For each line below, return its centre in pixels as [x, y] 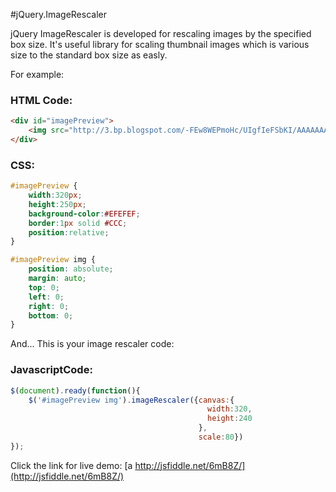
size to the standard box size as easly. [89, 55]
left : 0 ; [46, 297]
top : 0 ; [44, 287]
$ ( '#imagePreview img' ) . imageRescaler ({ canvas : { [131, 400]
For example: [37, 74]
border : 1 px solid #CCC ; [78, 223]
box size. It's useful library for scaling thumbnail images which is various [160, 44]
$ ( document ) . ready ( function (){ [75, 390]
